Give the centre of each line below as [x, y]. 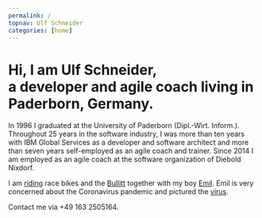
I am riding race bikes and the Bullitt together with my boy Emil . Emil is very [131, 183]
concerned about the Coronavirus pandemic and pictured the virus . [118, 192]
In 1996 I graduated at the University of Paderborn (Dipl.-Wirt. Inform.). [124, 126]
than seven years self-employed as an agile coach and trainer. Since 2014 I [131, 151]
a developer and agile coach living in [131, 86]
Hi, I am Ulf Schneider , [83, 70]
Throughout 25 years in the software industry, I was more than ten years [126, 134]
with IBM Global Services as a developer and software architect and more [129, 142]
